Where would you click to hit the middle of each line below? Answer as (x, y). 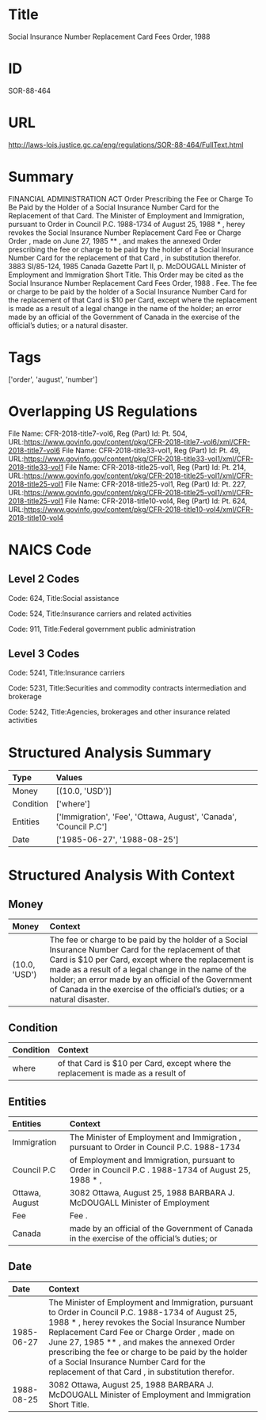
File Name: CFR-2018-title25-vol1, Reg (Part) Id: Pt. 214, (156, 467)
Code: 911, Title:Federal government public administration (102, 629)
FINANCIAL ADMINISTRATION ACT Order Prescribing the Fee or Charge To (131, 198)
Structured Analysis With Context (122, 875)
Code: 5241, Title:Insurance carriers (66, 673)
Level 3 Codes (44, 654)
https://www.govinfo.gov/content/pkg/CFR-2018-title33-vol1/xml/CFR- (139, 459)
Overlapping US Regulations (103, 411)
